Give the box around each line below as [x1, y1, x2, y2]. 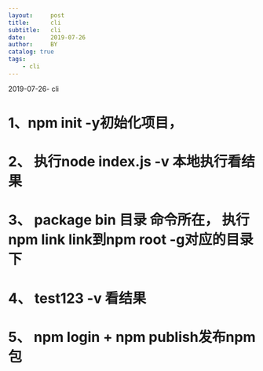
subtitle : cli [8, 26, 61, 34]
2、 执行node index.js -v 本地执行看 [8, 153, 242, 171]
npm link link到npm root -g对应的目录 [8, 231, 254, 249]
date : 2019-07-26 [8, 33, 86, 42]
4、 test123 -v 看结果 [8, 289, 147, 307]
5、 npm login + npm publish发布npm [8, 328, 256, 346]
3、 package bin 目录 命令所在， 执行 [8, 211, 250, 229]
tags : [8, 56, 26, 64]
